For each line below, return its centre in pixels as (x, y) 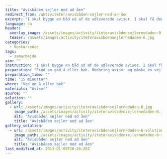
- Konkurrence (24, 47)
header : (13, 28)
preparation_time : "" (28, 75)
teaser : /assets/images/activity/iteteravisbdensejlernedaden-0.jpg (82, 38)
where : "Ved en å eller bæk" (35, 84)
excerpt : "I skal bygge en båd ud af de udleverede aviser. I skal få (80, 19)
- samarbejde (23, 56)
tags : (11, 51)
